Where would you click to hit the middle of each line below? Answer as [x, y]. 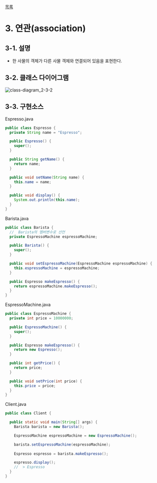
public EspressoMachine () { [38, 327]
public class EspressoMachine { [38, 314]
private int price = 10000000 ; [41, 318]
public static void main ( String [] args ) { [53, 422]
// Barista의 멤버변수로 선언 [37, 232]
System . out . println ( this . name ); [47, 200]
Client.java [16, 404]
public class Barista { [29, 227]
